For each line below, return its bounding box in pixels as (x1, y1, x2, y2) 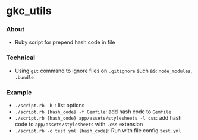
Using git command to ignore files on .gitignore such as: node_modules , (14, 67, 192, 74)
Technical (6, 53, 36, 62)
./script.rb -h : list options (14, 102, 85, 109)
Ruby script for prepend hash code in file (14, 39, 115, 46)
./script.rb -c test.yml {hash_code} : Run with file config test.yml (14, 127, 181, 134)
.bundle (14, 74, 34, 81)
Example (6, 88, 32, 96)
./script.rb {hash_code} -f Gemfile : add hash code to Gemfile (14, 108, 171, 115)
